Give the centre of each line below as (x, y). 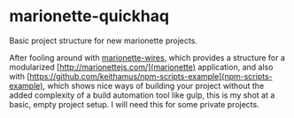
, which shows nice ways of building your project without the (154, 85)
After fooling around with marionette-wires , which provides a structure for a (147, 57)
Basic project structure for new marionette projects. (103, 41)
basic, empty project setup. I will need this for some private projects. (134, 104)
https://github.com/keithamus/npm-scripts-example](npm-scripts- (151, 76)
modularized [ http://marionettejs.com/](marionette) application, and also (141, 67)
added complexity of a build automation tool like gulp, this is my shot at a (142, 95)
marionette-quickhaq (89, 16)
